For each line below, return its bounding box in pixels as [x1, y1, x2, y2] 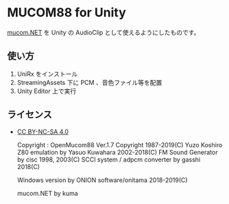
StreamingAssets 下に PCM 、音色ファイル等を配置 [16, 78, 162, 86]
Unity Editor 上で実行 [16, 87, 77, 95]
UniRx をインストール [16, 70, 78, 78]
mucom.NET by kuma [16, 189, 79, 197]
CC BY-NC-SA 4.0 [16, 127, 69, 136]
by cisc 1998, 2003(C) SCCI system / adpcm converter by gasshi [16, 155, 201, 164]
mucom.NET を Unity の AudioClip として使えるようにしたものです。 [7, 28, 200, 36]
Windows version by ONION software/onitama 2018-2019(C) [16, 176, 188, 184]
